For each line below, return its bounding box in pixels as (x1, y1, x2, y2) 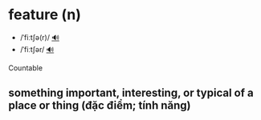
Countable (8, 62, 43, 73)
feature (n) (8, 6, 82, 24)
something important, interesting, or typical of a (8, 86, 255, 100)
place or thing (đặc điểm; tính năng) (8, 98, 191, 113)
